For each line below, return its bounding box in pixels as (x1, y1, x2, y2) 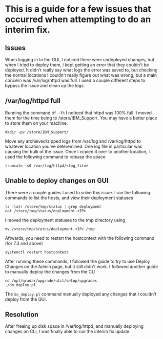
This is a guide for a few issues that (5, 3, 151, 15)
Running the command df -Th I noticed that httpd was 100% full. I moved (5, 110, 152, 115)
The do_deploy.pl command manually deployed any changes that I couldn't (5, 291, 157, 297)
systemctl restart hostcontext (5, 249, 69, 255)
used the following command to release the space (5, 154, 106, 159)
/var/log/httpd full (5, 97, 61, 105)
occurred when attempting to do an (5, 14, 151, 25)
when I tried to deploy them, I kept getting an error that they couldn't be (5, 62, 149, 68)
